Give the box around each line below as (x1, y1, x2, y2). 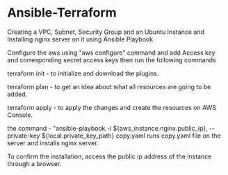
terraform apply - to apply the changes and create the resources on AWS (7, 103, 217, 111)
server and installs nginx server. (7, 138, 99, 147)
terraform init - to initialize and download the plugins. (7, 69, 159, 77)
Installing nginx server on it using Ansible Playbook (7, 35, 154, 43)
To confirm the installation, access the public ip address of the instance (7, 152, 212, 160)
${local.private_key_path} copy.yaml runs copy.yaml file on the (41, 131, 221, 140)
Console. (7, 111, 33, 119)
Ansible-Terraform (7, 5, 117, 21)
